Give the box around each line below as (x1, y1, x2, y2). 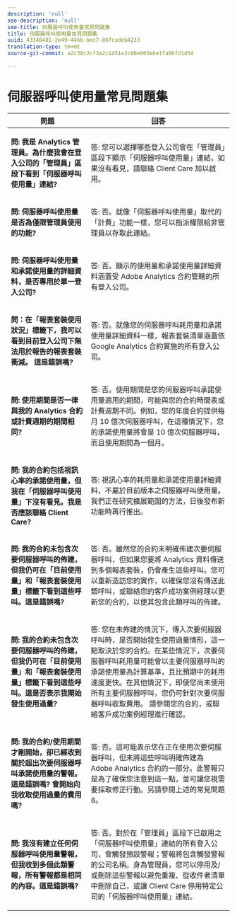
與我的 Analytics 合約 (11, 406, 83, 415)
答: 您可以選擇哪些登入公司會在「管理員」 (90, 142, 226, 152)
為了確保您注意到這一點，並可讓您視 (97, 774, 219, 784)
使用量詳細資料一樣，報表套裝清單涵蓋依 (90, 331, 226, 340)
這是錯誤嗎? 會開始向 (11, 779, 81, 789)
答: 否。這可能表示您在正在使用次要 (90, 742, 208, 752)
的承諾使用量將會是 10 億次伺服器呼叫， (90, 427, 224, 437)
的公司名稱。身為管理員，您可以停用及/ (90, 859, 221, 869)
